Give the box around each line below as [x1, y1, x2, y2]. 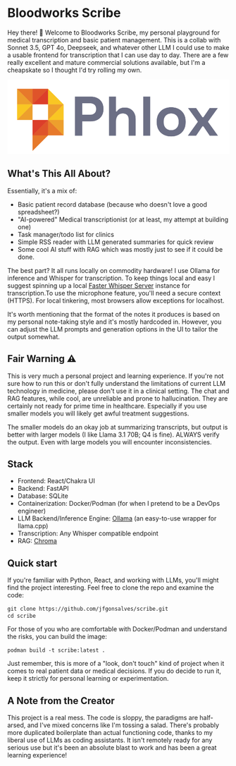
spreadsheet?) [17, 207, 60, 216]
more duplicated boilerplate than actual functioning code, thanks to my [7, 729, 213, 736]
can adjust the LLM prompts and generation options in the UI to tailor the [7, 324, 218, 333]
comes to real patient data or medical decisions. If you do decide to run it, [7, 667, 222, 675]
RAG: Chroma [17, 537, 58, 545]
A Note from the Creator [7, 695, 115, 707]
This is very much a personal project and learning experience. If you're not [7, 372, 224, 380]
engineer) [17, 506, 46, 516]
